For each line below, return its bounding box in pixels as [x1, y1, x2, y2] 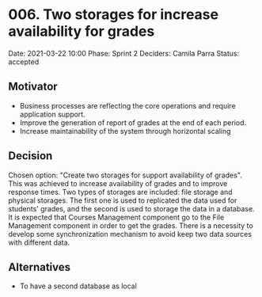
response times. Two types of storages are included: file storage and [8, 187, 233, 196]
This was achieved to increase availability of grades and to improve [8, 178, 228, 188]
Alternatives [8, 260, 71, 274]
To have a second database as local [19, 281, 137, 291]
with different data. [8, 238, 70, 247]
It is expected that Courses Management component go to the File [8, 212, 225, 222]
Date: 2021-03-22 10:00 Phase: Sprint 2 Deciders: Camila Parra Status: [8, 48, 240, 58]
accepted [8, 57, 40, 67]
